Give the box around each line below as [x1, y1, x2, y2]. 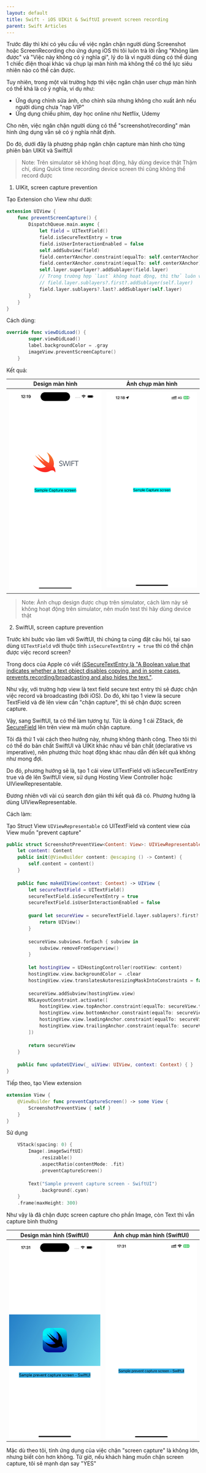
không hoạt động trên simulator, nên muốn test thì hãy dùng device [21, 605, 191, 612]
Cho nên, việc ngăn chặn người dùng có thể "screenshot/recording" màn [6, 122, 191, 129]
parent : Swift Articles [6, 23, 67, 29]
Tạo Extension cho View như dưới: [6, 195, 93, 203]
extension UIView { [6, 208, 56, 215]
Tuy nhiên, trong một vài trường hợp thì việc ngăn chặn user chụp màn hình [6, 79, 197, 86]
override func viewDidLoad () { [6, 330, 86, 336]
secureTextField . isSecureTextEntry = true [28, 893, 139, 899]
